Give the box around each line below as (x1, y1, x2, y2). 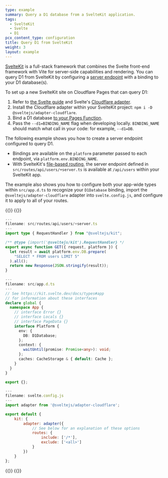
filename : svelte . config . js (5, 393, 64, 399)
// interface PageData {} (14, 319, 69, 324)
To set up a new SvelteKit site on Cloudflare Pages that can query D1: (5, 89, 148, 95)
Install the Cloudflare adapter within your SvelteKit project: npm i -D (12, 104, 153, 110)
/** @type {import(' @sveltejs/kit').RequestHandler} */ (5, 240, 124, 245)
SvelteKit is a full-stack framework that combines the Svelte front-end (5, 63, 150, 69)
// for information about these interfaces (5, 296, 98, 301)
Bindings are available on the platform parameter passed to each (12, 150, 147, 156)
